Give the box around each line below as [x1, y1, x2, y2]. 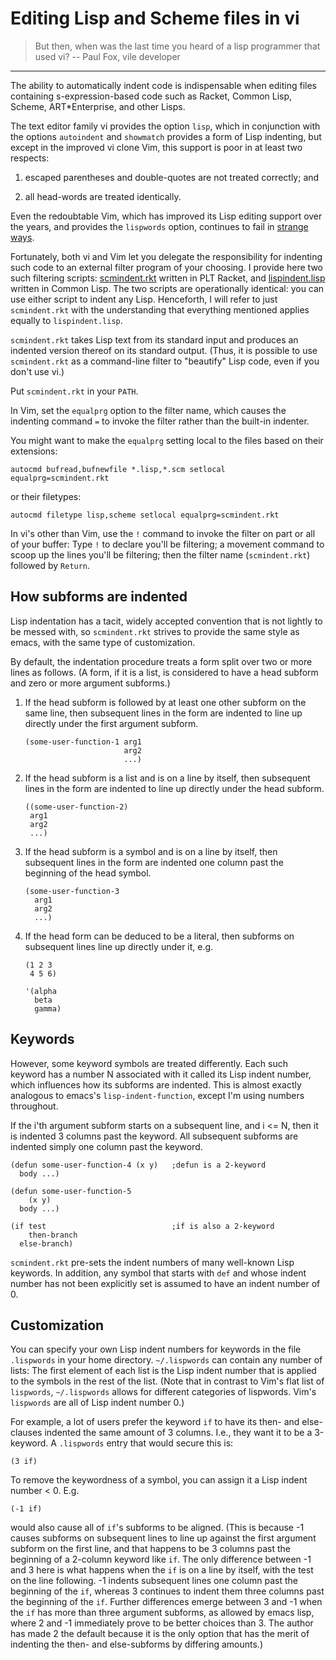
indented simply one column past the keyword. [10, 1140, 203, 1152]
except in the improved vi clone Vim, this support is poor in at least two [10, 141, 303, 153]
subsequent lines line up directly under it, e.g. [24, 940, 214, 952]
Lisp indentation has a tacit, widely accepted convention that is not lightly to [10, 615, 323, 627]
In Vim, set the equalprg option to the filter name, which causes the [10, 404, 287, 416]
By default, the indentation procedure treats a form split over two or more [10, 655, 313, 667]
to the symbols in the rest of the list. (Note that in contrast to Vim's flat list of [10, 1375, 325, 1387]
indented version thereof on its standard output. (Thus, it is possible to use [10, 344, 318, 356]
